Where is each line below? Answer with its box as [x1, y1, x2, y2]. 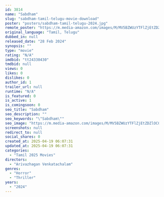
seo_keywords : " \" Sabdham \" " [5, 116, 64, 121]
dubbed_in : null [5, 35, 38, 40]
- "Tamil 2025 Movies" [9, 153, 56, 157]
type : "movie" [5, 48, 34, 53]
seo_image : [5, 121, 27, 126]
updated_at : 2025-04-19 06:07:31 [5, 144, 73, 149]
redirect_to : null [5, 130, 42, 135]
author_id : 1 [5, 80, 32, 85]
